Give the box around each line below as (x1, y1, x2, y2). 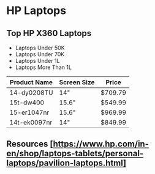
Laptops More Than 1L (15, 63, 72, 71)
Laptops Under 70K (15, 51, 65, 58)
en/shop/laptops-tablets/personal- (6, 148, 144, 159)
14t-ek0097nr (9, 118, 53, 126)
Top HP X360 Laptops (6, 28, 92, 38)
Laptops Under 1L (15, 57, 60, 64)
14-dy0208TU (9, 89, 53, 96)
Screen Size (59, 78, 95, 86)
